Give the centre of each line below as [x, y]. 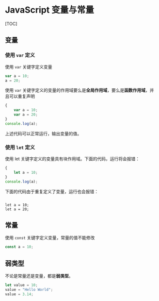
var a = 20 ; [26, 115]
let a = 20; [17, 209]
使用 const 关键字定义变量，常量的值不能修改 [50, 238]
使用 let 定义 [20, 147]
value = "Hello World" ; [29, 289]
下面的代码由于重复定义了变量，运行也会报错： [52, 191]
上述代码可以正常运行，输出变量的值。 [43, 134]
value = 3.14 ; [19, 294]
